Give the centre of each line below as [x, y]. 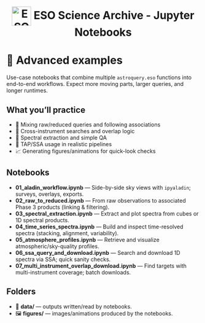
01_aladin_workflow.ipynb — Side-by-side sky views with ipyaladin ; [103, 187]
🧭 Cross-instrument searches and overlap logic [75, 131]
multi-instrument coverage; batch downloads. [73, 272]
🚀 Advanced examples [64, 60]
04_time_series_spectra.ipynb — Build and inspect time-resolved [99, 227]
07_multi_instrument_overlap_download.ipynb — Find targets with [101, 266]
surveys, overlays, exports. [49, 194]
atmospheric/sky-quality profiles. [57, 246]
